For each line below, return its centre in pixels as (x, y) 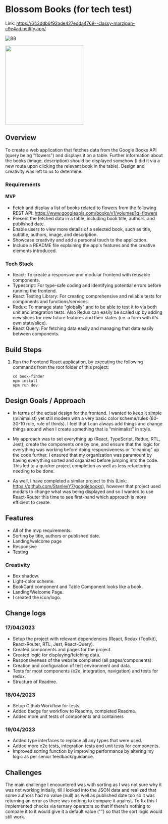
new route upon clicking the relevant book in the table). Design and (75, 166)
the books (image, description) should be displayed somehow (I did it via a (83, 161)
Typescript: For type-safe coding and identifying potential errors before (87, 285)
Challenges (23, 772)
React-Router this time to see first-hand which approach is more (79, 497)
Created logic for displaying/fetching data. (57, 655)
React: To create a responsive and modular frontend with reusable (81, 275)
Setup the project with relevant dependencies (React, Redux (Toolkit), (85, 639)
